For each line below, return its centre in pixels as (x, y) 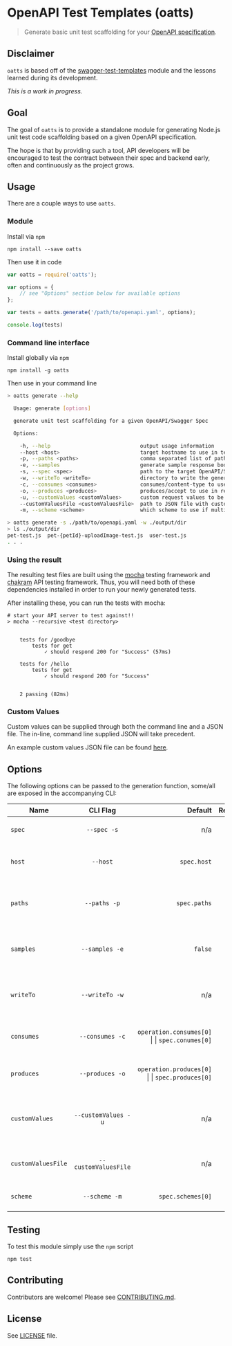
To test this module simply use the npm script (70, 1246)
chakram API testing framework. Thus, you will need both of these (101, 582)
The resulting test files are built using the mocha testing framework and (109, 575)
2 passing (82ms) (45, 694)
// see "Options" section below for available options (100, 293)
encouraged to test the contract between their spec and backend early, (109, 158)
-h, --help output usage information (117, 446)
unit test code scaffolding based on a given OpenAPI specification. (102, 137)
